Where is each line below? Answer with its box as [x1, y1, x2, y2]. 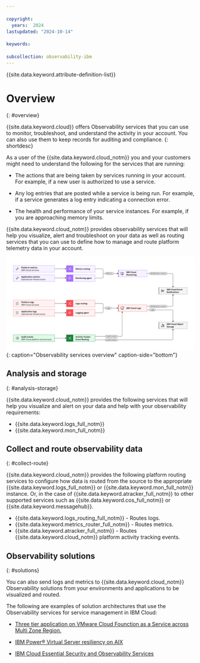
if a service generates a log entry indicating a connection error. [14, 196, 170, 203]
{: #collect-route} [6, 460, 49, 467]
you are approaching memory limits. [14, 214, 104, 221]
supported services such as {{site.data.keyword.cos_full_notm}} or [6, 496, 171, 504]
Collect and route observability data [6, 444, 143, 454]
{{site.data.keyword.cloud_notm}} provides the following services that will [6, 396, 188, 403]
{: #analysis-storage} [6, 384, 59, 391]
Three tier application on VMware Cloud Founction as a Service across [14, 621, 189, 628]
